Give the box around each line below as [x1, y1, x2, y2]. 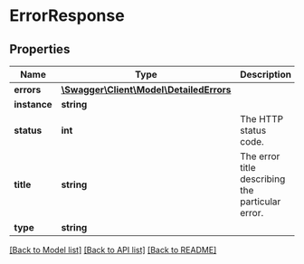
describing [239, 173, 286, 185]
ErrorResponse [9, 5, 125, 26]
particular [239, 195, 281, 208]
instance [14, 99, 52, 110]
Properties [9, 42, 71, 57]
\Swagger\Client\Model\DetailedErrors [61, 83, 232, 96]
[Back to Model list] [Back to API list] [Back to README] [9, 245, 217, 255]
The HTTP [239, 113, 283, 125]
